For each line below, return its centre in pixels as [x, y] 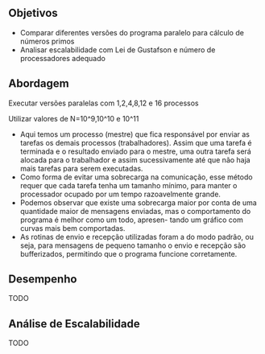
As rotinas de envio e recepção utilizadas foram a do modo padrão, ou [137, 237]
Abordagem [39, 84]
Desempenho [43, 280]
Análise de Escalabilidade [74, 324]
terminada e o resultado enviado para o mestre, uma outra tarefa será [135, 151]
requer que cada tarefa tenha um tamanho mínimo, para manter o [128, 185]
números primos [47, 41]
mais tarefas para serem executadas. [81, 168]
